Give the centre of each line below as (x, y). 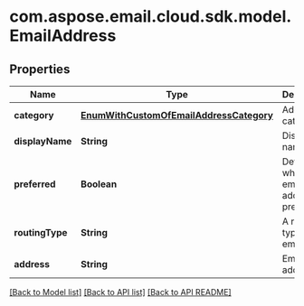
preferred (35, 184)
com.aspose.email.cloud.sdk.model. (151, 17)
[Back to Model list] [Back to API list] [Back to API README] (121, 292)
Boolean (99, 184)
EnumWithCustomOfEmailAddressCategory (177, 115)
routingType (41, 232)
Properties (40, 69)
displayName (43, 141)
